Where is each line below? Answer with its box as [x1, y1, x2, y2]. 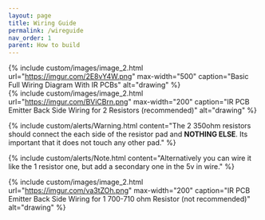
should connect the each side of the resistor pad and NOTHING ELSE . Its [8, 129, 248, 139]
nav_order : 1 [8, 33, 52, 42]
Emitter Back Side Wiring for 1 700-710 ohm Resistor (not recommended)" [8, 194, 251, 204]
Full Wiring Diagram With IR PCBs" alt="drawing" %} [8, 81, 181, 90]
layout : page [8, 11, 52, 20]
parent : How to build [8, 41, 81, 49]
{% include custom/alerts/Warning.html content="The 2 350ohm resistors [8, 121, 251, 131]
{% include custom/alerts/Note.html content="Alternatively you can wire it [8, 153, 251, 163]
